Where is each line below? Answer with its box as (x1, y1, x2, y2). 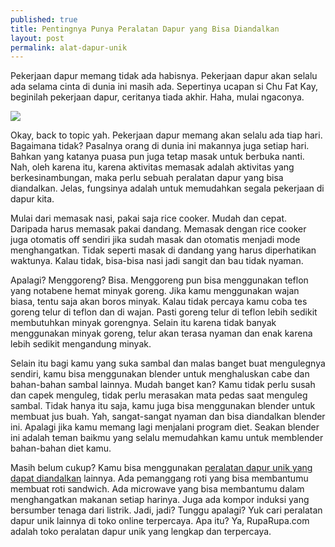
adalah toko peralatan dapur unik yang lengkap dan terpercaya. (10, 526, 272, 538)
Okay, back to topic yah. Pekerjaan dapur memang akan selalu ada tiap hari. (10, 129, 323, 141)
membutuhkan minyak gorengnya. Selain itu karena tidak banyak (10, 317, 277, 329)
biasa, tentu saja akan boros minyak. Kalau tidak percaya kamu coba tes (10, 296, 308, 308)
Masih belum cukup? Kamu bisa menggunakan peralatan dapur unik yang (10, 462, 313, 474)
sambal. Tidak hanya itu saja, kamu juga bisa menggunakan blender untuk (10, 400, 316, 412)
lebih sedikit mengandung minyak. (10, 338, 152, 350)
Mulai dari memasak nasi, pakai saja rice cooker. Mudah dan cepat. (10, 212, 288, 225)
